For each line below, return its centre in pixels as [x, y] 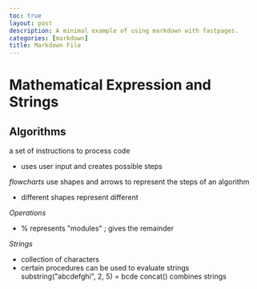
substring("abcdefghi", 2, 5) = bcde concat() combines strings [123, 276]
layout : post [31, 23]
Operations [28, 213]
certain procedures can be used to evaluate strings [105, 268]
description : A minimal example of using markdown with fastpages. [124, 30]
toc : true [26, 16]
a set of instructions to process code [70, 151]
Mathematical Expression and [110, 85]
